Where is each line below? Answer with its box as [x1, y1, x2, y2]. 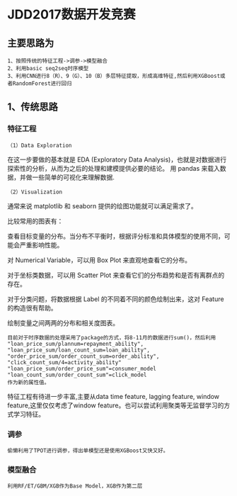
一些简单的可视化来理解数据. [31, 173, 115, 181]
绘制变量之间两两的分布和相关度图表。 [7, 318, 119, 327]
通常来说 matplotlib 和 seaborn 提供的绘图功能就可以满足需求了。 [7, 201, 198, 210]
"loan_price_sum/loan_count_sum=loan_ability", [7, 346, 151, 354]
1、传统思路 [7, 101, 59, 113]
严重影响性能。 [19, 240, 64, 249]
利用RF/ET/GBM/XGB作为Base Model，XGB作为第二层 [7, 483, 143, 490]
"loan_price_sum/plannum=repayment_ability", [7, 340, 144, 347]
